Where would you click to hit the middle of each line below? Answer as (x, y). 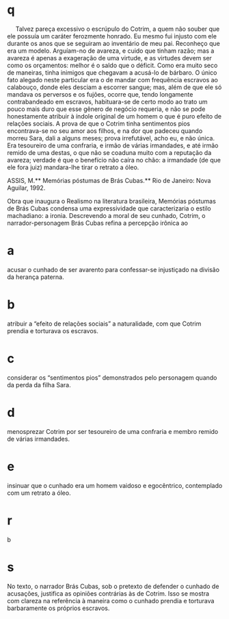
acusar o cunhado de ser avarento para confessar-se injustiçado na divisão (113, 269)
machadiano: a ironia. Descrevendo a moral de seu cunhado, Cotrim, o (106, 215)
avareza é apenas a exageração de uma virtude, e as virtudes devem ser (109, 58)
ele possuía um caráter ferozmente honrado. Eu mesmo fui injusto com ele (112, 36)
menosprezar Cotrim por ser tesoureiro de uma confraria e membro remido (113, 431)
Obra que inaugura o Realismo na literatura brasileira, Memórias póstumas (112, 201)
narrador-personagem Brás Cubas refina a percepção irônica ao (97, 223)
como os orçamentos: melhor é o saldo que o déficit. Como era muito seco (112, 65)
